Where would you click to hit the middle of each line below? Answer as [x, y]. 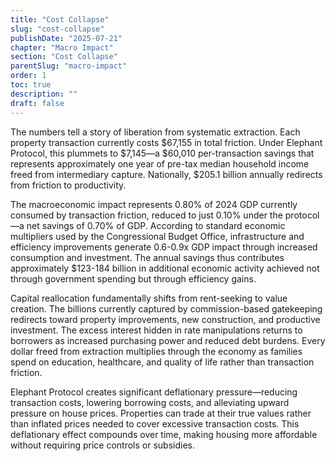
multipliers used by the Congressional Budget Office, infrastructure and [157, 236]
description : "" [44, 94]
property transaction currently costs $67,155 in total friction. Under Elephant [166, 142]
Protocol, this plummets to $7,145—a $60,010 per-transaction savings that [162, 153]
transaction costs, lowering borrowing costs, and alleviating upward [150, 402]
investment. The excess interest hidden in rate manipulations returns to [156, 330]
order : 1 [28, 76]
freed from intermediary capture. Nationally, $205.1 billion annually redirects [166, 174]
